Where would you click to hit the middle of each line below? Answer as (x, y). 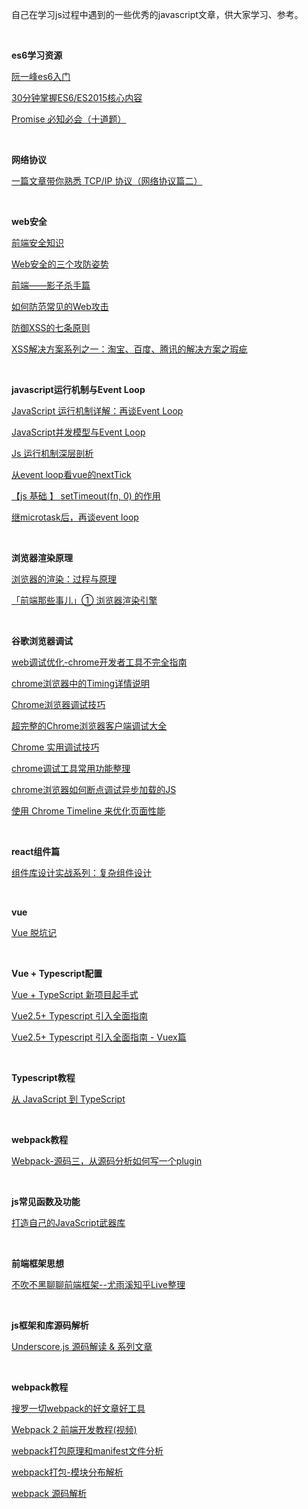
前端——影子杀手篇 (51, 285)
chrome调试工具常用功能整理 (71, 768)
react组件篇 (36, 851)
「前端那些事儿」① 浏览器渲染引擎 (84, 600)
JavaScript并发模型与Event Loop (78, 432)
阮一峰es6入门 (41, 76)
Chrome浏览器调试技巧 (58, 704)
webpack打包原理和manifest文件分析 (87, 1451)
